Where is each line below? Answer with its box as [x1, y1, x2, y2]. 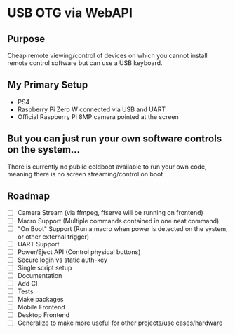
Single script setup [17, 263, 72, 272]
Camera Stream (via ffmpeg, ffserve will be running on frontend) [17, 209, 203, 217]
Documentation [17, 271, 62, 279]
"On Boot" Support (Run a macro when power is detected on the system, [17, 224, 228, 232]
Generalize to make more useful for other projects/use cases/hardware [17, 319, 223, 327]
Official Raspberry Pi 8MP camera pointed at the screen [17, 112, 179, 120]
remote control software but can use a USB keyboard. [7, 59, 163, 67]
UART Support [17, 239, 60, 248]
